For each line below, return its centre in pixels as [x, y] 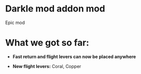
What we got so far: [47, 43]
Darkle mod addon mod [55, 9]
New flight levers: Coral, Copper [47, 66]
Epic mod [15, 22]
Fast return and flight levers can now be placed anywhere [74, 56]
